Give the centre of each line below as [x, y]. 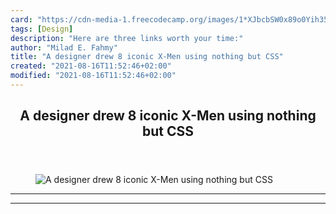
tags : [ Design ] [42, 29]
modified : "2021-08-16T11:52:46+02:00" [93, 76]
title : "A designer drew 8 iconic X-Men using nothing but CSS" [147, 57]
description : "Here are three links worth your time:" [127, 38]
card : [21, 19]
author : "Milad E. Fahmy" [64, 47]
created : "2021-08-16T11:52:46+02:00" [91, 66]
